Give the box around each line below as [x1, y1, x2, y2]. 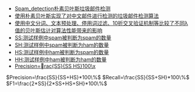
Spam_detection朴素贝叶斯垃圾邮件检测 [14, 5, 110, 12]
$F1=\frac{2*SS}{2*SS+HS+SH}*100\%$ [6, 80, 107, 87]
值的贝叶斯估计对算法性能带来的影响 [14, 27, 103, 34]
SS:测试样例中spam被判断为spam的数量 [14, 34, 112, 41]
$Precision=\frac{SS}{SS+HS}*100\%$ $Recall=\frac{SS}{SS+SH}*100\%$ [6, 74, 190, 80]
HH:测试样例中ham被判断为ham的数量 [14, 56, 107, 63]
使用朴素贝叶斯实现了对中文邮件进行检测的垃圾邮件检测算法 [14, 12, 159, 19]
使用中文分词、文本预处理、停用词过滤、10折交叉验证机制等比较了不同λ [14, 20, 189, 26]
